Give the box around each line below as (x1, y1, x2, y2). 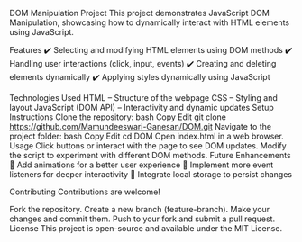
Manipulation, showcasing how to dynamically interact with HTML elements (9, 17, 290, 28)
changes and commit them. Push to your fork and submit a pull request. (9, 213, 276, 224)
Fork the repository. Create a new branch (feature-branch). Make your (9, 204, 270, 214)
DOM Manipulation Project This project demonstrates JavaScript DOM (9, 8, 270, 18)
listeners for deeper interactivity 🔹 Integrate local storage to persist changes (9, 169, 293, 179)
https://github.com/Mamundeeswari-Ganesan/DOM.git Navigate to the (9, 121, 272, 131)
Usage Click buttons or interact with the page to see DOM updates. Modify (9, 140, 287, 151)
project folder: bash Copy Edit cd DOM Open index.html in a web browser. (9, 130, 284, 141)
